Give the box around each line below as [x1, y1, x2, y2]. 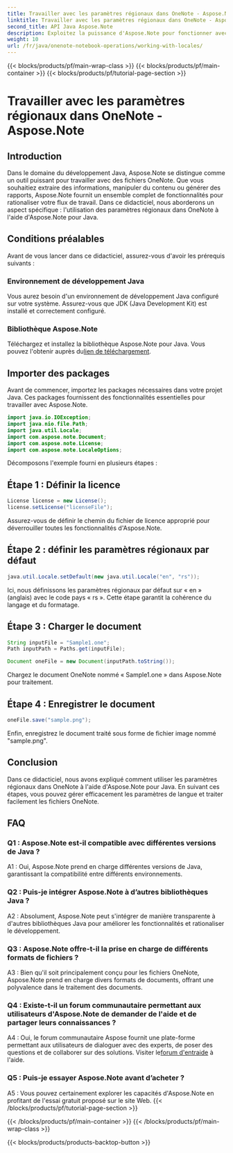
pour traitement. [7, 678, 53, 686]
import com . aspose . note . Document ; [7, 433, 107, 440]
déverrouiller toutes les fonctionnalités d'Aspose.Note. [7, 524, 162, 532]
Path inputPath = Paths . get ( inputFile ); [7, 645, 126, 653]
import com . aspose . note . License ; [7, 440, 104, 447]
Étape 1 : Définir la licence [7, 479, 121, 490]
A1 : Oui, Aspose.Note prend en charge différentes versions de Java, [7, 863, 202, 871]
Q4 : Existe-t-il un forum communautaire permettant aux [7, 1000, 202, 1010]
